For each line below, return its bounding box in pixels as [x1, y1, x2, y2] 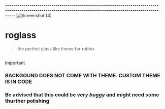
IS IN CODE [5, 78, 32, 85]
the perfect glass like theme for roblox [17, 45, 95, 51]
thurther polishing [5, 98, 50, 105]
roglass [5, 30, 36, 41]
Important [5, 60, 25, 66]
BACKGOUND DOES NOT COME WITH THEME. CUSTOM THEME [5, 72, 161, 79]
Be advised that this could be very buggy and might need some [5, 91, 159, 98]
